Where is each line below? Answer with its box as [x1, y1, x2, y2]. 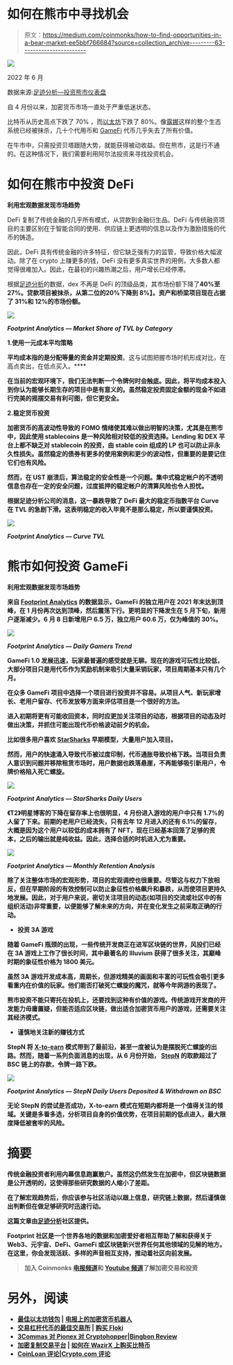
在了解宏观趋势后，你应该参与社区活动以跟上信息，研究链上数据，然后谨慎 [7, 1193, 220, 1202]
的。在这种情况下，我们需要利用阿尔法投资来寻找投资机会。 [7, 149, 178, 158]
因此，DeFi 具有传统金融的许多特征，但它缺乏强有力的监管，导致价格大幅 [7, 247, 216, 256]
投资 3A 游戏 [17, 925, 53, 934]
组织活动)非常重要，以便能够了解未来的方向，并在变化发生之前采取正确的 [7, 902, 216, 910]
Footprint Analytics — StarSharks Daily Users [7, 794, 142, 802]
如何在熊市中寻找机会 [7, 6, 130, 22]
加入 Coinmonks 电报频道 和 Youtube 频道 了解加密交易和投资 [24, 1264, 198, 1272]
